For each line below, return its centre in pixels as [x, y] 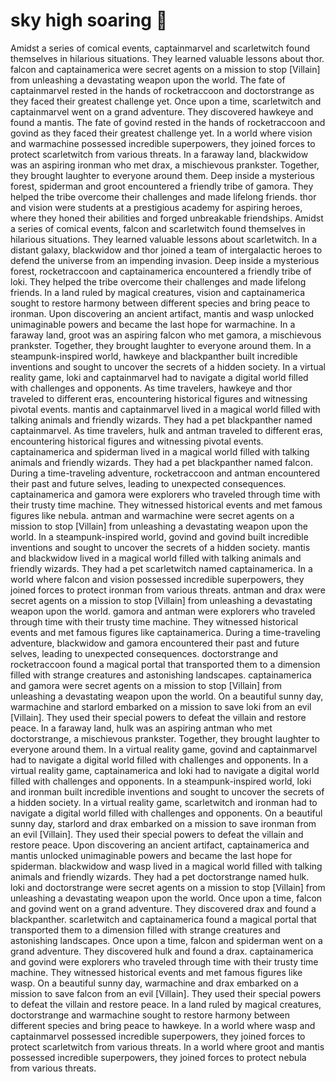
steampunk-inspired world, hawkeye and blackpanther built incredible [154, 356]
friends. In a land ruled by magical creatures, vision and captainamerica [158, 292]
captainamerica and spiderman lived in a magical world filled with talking [160, 451]
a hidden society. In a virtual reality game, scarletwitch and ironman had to [164, 802]
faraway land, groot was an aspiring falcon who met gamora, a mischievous [166, 335]
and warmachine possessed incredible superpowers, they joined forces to [163, 143]
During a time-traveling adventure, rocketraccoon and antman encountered [165, 473]
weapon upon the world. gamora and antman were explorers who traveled [163, 611]
